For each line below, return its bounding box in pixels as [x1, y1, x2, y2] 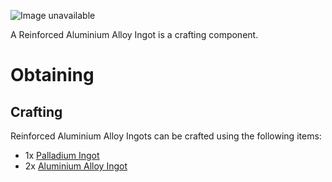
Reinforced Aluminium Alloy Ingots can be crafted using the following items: [10, 130, 322, 142]
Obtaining [10, 64, 95, 87]
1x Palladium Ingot [24, 150, 100, 161]
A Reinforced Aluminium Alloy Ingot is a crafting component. [10, 29, 259, 40]
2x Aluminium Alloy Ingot [24, 160, 128, 172]
